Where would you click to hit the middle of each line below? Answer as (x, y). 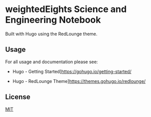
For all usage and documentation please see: (52, 62)
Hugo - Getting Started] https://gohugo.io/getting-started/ (72, 71)
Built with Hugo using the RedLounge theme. (51, 34)
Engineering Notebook (53, 20)
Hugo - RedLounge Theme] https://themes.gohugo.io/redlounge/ (79, 81)
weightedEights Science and (66, 9)
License (18, 97)
